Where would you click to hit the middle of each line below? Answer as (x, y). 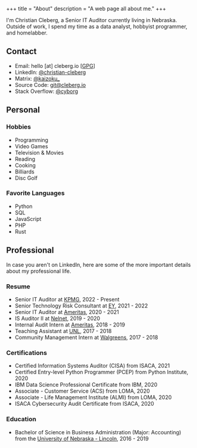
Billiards (24, 172)
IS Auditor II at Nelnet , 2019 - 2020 (57, 318)
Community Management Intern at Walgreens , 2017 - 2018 (86, 337)
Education (21, 419)
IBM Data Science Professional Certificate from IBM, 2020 (86, 385)
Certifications (27, 353)
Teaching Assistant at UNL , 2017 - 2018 (63, 331)
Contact (21, 52)
